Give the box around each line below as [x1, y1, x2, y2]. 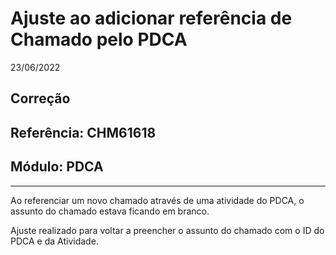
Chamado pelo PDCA [10, 28, 188, 51]
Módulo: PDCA [10, 158, 104, 176]
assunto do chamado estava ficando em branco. [10, 205, 210, 217]
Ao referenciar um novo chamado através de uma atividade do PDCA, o [10, 194, 305, 206]
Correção [10, 90, 71, 107]
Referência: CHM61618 [10, 124, 157, 141]
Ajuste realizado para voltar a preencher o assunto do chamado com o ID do [10, 224, 325, 236]
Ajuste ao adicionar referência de [10, 7, 293, 30]
